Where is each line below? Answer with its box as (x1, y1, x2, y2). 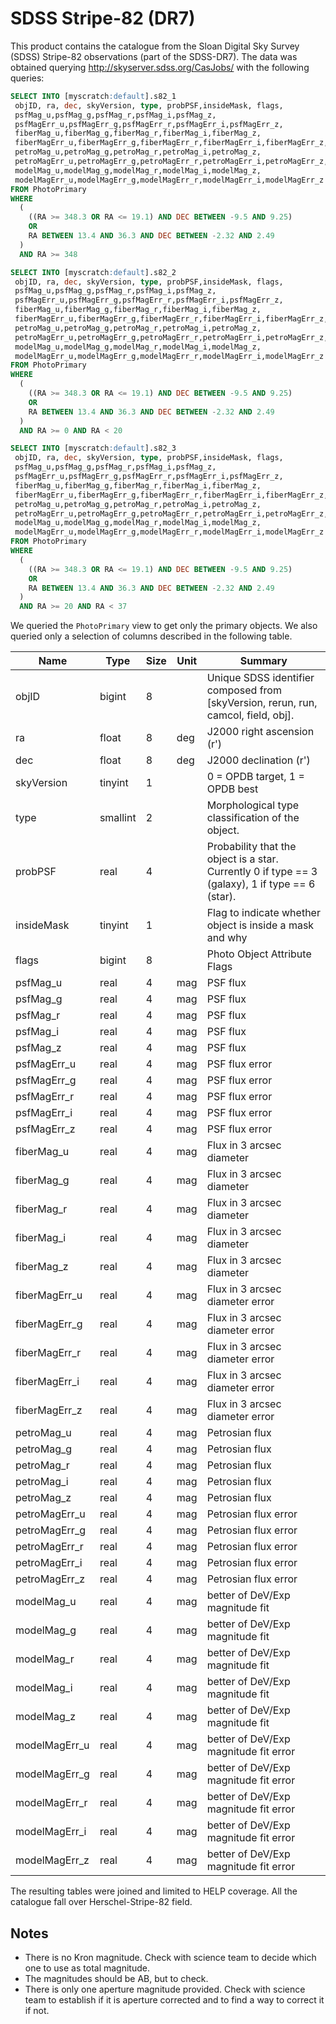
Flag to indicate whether (206, 906, 321, 920)
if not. (24, 2005, 50, 2016)
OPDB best (206, 782, 259, 796)
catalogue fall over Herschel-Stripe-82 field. (10, 1896, 193, 1908)
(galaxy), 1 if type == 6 (206, 877, 316, 891)
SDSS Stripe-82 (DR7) (10, 7, 196, 30)
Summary (239, 654, 288, 668)
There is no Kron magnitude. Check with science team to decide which (24, 1952, 317, 1963)
